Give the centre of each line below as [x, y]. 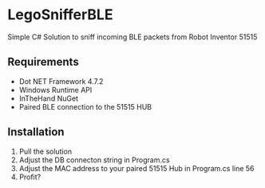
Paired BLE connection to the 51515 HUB [85, 106]
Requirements [43, 62]
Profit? [30, 177]
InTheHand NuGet [49, 98]
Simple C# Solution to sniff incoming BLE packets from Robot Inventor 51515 [132, 37]
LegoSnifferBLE [60, 15]
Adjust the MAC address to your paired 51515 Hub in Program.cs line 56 [136, 168]
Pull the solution [45, 151]
